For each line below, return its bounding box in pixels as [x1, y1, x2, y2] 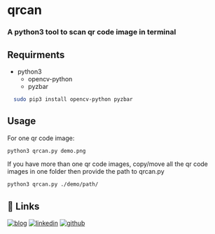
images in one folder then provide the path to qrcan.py [7, 167, 165, 176]
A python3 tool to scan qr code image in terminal [7, 27, 176, 37]
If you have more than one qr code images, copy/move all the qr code [7, 160, 209, 168]
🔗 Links [7, 200, 40, 212]
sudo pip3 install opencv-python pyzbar [13, 95, 133, 103]
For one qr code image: [7, 134, 75, 142]
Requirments [7, 48, 65, 61]
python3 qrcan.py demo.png [7, 147, 86, 154]
